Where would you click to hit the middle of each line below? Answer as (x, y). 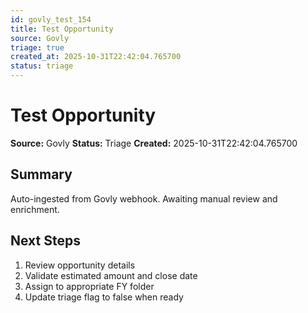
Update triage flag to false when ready (104, 297)
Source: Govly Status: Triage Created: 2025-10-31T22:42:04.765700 (154, 143)
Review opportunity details (80, 265)
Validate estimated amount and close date (111, 275)
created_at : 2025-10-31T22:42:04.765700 (96, 57)
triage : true (37, 47)
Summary (41, 174)
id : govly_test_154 (51, 19)
